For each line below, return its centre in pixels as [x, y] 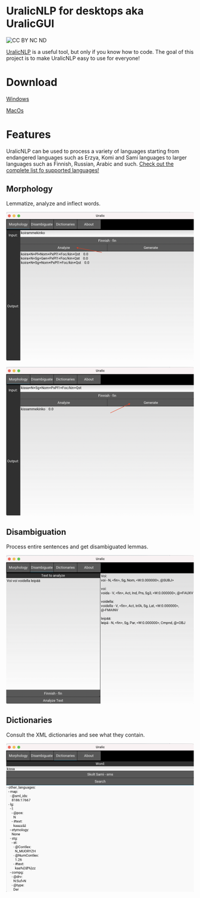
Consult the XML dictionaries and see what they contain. [76, 735]
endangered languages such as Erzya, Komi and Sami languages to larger [97, 157]
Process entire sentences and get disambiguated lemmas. [77, 546]
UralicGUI [30, 24]
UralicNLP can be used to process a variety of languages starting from [93, 151]
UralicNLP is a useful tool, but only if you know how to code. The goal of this [100, 51]
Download [32, 82]
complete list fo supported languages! [53, 170]
